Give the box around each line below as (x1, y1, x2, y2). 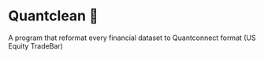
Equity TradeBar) (8, 41, 63, 50)
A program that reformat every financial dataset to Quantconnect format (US (8, 33, 256, 42)
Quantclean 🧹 (8, 7, 99, 25)
